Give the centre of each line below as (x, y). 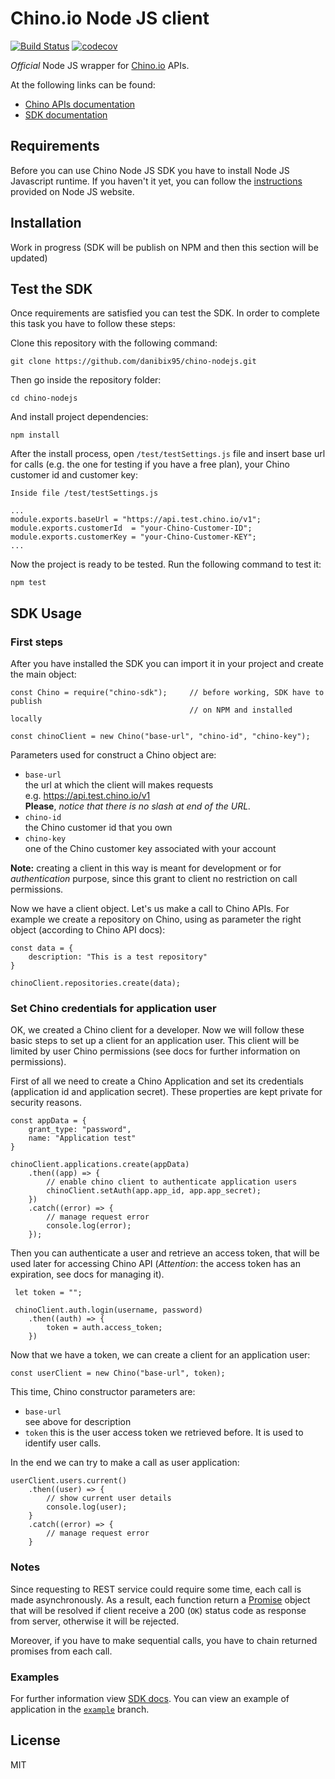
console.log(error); (89, 1226)
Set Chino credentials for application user (113, 1008)
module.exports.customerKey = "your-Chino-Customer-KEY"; (133, 537)
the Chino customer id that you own (98, 828)
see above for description (78, 1422)
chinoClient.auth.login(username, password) (108, 1310)
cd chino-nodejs (44, 398)
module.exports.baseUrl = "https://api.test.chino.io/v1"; (136, 520)
